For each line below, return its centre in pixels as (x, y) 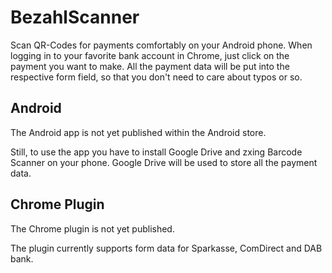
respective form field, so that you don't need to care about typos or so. (156, 77)
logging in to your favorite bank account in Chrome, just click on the (150, 55)
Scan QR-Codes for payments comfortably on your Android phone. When (161, 45)
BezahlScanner (75, 17)
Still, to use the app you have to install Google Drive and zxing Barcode (156, 152)
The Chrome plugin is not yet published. (92, 228)
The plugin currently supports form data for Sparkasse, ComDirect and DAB (166, 248)
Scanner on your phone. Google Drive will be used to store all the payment (164, 162)
